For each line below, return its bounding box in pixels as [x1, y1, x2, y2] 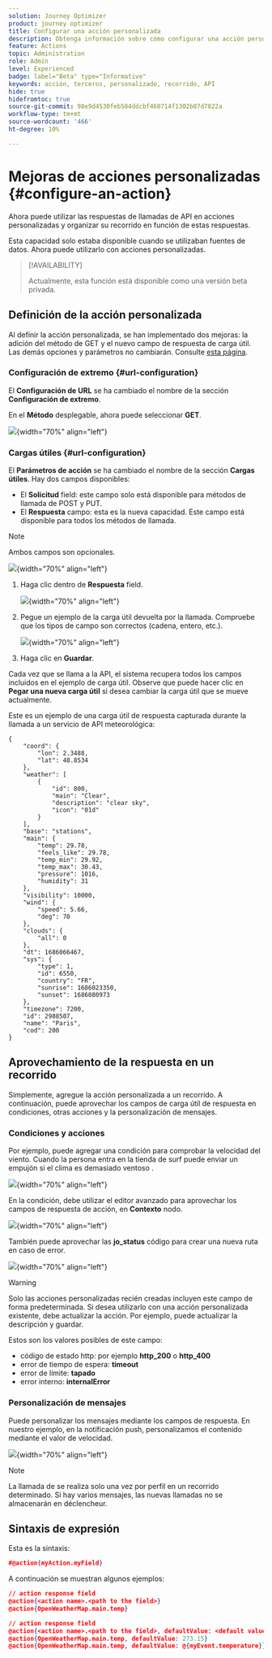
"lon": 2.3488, [37, 749, 89, 758]
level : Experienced [8, 65, 74, 73]
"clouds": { [23, 927, 63, 935]
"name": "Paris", [23, 1019, 82, 1028]
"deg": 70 [37, 913, 70, 921]
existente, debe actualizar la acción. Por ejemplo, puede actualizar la [8, 1311, 238, 1321]
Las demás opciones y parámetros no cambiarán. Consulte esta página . [8, 347, 249, 357]
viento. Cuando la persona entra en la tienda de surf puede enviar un [8, 1154, 239, 1164]
